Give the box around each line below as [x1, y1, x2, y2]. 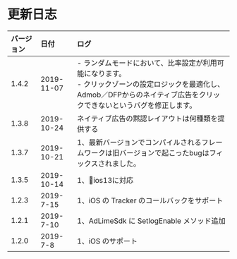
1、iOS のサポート [77, 236, 138, 246]
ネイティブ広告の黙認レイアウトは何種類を [77, 114, 218, 124]
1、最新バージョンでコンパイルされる [77, 137, 202, 147]
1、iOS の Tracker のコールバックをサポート [77, 195, 224, 205]
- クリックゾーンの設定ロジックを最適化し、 [77, 79, 224, 89]
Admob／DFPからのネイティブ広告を [77, 90, 200, 100]
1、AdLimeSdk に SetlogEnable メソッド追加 [77, 216, 226, 226]
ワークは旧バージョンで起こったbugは [84, 147, 209, 157]
